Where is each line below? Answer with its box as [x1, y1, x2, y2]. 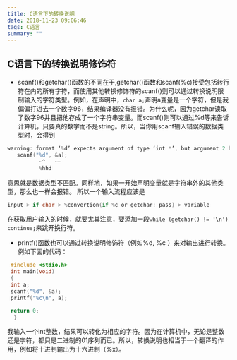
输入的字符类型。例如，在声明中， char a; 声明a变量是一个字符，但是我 [23, 96, 229, 104]
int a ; [10, 282, 30, 289]
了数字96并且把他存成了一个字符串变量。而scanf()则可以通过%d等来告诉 [17, 114, 229, 122]
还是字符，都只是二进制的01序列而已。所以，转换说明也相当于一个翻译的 [7, 336, 218, 344]
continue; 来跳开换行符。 [7, 224, 80, 232]
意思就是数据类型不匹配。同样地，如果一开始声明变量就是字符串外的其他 [7, 178, 217, 187]
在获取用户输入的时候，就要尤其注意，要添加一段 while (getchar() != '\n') [7, 215, 229, 223]
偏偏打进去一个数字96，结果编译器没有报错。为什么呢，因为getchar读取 [17, 104, 227, 113]
